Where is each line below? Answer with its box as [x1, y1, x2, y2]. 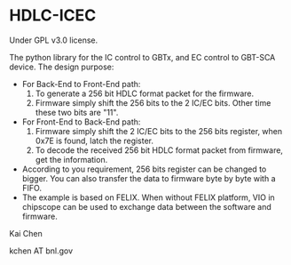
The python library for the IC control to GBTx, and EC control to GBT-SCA [9, 52, 276, 62]
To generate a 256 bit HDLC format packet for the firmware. [35, 88, 255, 99]
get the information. [35, 154, 108, 165]
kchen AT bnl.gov [9, 245, 74, 256]
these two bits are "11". [35, 107, 119, 117]
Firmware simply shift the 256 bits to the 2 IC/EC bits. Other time [35, 97, 271, 108]
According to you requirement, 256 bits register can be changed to [21, 164, 267, 174]
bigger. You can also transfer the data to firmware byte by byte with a [21, 173, 277, 183]
